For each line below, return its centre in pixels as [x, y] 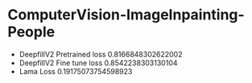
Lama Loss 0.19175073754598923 [76, 71]
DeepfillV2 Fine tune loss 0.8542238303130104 [98, 63]
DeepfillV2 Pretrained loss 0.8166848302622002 [101, 54]
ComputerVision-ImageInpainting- [126, 15]
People [31, 32]
